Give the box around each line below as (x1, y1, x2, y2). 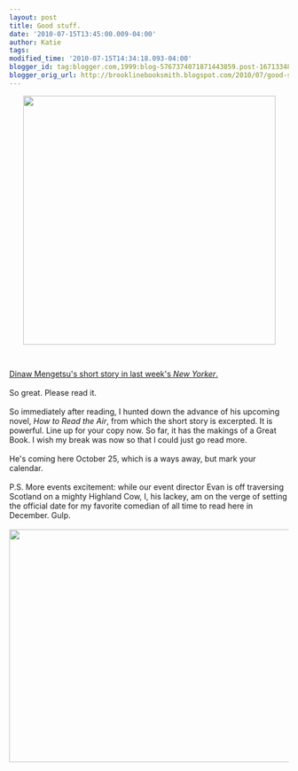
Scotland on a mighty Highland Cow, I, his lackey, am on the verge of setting (9, 491, 288, 501)
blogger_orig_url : (9, 71, 77, 80)
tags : (9, 46, 29, 55)
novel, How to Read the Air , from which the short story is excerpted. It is (9, 415, 273, 426)
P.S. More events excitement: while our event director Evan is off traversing (9, 481, 285, 492)
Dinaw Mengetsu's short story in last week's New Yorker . (9, 368, 219, 379)
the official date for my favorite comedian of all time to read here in (9, 500, 254, 511)
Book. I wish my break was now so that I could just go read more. (9, 434, 247, 445)
